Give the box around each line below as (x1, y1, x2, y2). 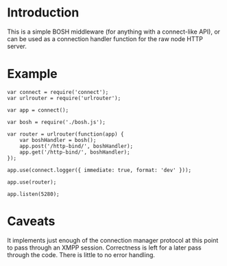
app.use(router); (7, 178, 57, 186)
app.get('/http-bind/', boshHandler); (19, 149, 130, 156)
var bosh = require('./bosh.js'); (7, 119, 106, 125)
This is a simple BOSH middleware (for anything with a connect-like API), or (7, 27, 221, 36)
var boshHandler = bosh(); (19, 136, 97, 143)
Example (7, 66, 58, 82)
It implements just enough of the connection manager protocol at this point (7, 236, 219, 244)
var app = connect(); (7, 106, 69, 114)
